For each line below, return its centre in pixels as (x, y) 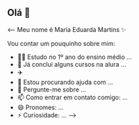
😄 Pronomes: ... (40, 107)
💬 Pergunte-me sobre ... (52, 89)
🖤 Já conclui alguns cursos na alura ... (72, 64)
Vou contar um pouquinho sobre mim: (62, 43)
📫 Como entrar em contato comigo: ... (72, 97)
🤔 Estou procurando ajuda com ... (65, 82)
